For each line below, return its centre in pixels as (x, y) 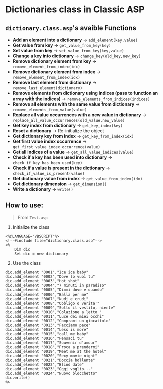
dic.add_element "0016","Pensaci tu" (45, 338)
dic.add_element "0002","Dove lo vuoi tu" (50, 277)
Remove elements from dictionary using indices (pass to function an (85, 93)
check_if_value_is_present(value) (48, 174)
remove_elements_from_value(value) (50, 110)
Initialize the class (31, 227)
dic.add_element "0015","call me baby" (47, 334)
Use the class (27, 263)
